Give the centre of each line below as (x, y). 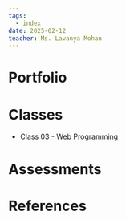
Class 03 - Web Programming (69, 136)
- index (28, 23)
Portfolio (38, 78)
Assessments (55, 169)
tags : (17, 16)
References (47, 206)
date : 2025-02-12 (37, 30)
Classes (36, 114)
